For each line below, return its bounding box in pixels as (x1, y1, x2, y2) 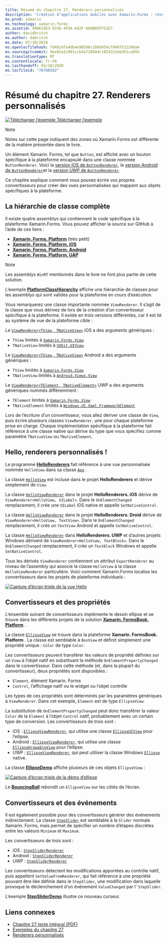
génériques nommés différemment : (5, 387, 79, 393)
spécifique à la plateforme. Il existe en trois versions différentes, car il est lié (5, 312, 162, 318)
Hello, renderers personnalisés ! (5, 448, 107, 456)
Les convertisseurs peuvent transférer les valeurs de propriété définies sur (5, 652, 159, 658)
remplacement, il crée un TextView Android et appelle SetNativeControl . (5, 522, 153, 528)
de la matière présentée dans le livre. (5, 141, 81, 147)
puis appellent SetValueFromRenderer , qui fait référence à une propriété (5, 873, 151, 879)
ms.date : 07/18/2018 (5, 40, 48, 45)
